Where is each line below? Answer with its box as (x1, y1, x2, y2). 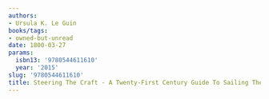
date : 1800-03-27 (8, 42, 66, 49)
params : (8, 49, 34, 57)
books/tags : (8, 26, 48, 34)
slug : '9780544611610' (8, 71, 84, 79)
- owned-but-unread (8, 34, 74, 42)
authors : (8, 11, 38, 20)
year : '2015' (15, 64, 59, 72)
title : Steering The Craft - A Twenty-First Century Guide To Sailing (8, 78, 249, 86)
